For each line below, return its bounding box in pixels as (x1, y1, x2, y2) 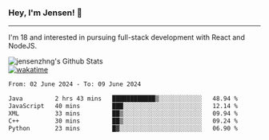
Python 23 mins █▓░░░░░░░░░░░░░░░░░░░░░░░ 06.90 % (8, 124, 239, 132)
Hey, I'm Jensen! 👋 (8, 7, 82, 18)
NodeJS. (8, 41, 38, 51)
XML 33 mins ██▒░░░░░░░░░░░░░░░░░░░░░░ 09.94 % (8, 109, 239, 118)
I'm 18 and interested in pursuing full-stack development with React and (8, 33, 246, 42)
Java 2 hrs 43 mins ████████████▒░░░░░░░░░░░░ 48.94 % (8, 95, 239, 103)
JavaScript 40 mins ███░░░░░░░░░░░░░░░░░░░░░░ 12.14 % (8, 103, 239, 111)
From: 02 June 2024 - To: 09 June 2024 (8, 80, 142, 88)
